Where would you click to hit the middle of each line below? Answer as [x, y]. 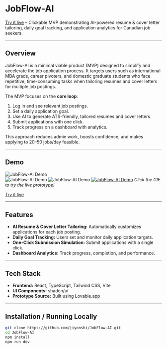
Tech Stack [23, 274]
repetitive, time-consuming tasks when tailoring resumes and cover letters [81, 81]
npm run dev [17, 342]
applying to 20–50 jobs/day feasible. [42, 142]
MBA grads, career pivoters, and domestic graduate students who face [78, 76]
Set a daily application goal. [41, 111]
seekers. [14, 33]
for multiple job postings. [31, 86]
